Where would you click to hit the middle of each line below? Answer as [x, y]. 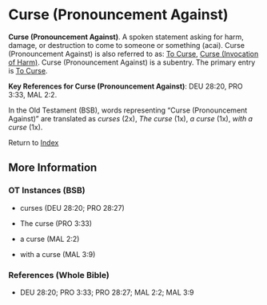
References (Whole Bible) [59, 275]
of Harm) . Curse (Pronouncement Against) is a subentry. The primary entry [132, 62]
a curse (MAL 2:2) [50, 239]
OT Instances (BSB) [47, 191]
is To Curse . [28, 70]
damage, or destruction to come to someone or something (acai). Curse [127, 45]
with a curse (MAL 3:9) [58, 254]
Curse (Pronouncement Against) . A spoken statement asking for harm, [126, 37]
